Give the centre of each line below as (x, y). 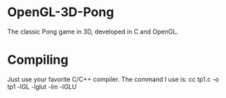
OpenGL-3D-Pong (61, 12)
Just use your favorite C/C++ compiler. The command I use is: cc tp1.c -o (113, 79)
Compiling (38, 60)
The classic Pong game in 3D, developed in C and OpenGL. (93, 31)
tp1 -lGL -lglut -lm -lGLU (42, 86)
